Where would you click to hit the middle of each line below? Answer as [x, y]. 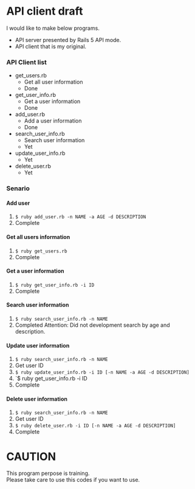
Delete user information [37, 399]
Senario [18, 188]
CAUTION [31, 456]
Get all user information [53, 82]
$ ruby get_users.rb [41, 251]
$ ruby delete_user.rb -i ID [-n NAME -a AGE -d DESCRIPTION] [95, 426]
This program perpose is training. [48, 473]
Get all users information [38, 237]
